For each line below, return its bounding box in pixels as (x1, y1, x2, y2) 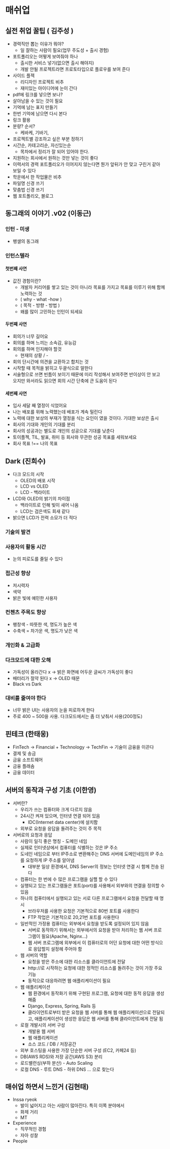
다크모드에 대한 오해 (5, 656, 51, 663)
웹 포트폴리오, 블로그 (12, 193, 54, 199)
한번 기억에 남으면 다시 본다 (12, 111, 67, 117)
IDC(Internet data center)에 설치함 (27, 819, 98, 825)
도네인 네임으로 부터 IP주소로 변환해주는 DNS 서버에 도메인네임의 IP (20, 850, 155, 857)
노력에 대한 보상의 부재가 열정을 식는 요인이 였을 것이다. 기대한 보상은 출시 (12, 415, 159, 421)
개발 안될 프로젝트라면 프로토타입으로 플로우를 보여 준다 (20, 66, 130, 72)
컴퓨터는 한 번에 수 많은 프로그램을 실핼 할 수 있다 (20, 876, 118, 882)
